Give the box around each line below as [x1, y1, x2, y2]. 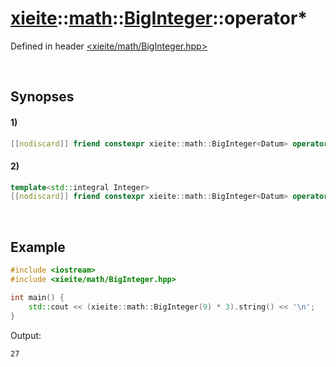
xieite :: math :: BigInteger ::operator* [10, 7, 308, 30]
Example [10, 238, 66, 256]
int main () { [10, 292, 65, 302]
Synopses [10, 88, 75, 106]
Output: [10, 329, 42, 341]
